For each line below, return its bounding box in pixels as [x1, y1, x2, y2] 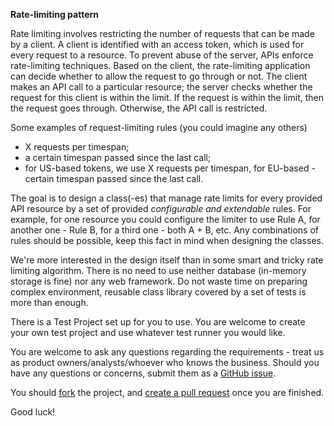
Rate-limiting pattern [10, 9, 100, 20]
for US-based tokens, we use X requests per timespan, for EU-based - [24, 162, 316, 174]
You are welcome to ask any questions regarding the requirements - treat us [10, 346, 325, 358]
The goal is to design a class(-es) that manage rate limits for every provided [10, 192, 323, 204]
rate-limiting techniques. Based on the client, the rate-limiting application [10, 60, 311, 71]
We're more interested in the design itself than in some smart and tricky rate [10, 254, 324, 266]
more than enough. [10, 297, 89, 308]
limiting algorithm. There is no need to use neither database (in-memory [10, 265, 307, 276]
